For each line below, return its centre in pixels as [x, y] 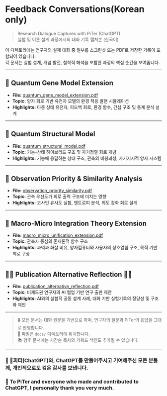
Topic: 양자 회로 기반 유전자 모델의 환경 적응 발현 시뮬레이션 [71, 101]
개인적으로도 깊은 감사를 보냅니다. [50, 368]
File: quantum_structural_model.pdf [49, 146]
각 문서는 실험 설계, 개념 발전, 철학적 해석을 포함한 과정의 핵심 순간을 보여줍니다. [83, 62]
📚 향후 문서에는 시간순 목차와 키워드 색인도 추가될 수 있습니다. [78, 340]
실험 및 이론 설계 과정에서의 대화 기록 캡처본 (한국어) [68, 39]
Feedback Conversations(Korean [75, 9]
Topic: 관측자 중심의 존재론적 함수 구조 [50, 241]
